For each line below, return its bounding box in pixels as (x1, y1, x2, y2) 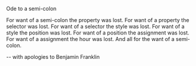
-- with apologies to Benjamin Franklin (6, 54, 100, 60)
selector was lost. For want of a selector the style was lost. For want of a (6, 23, 185, 30)
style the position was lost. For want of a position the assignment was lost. (6, 29, 189, 36)
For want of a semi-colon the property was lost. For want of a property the (6, 17, 189, 23)
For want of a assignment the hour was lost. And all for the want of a (6, 36, 175, 42)
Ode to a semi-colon (6, 5, 57, 12)
